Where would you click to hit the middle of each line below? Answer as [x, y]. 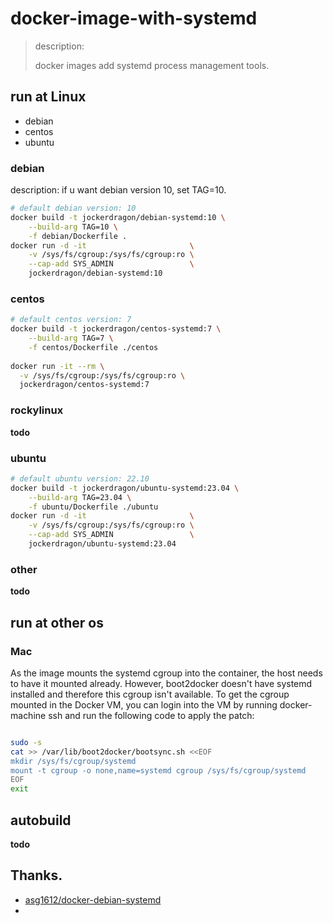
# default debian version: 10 [73, 208]
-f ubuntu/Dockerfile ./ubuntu [93, 507]
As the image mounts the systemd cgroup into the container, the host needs [166, 673]
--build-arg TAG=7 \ [71, 338]
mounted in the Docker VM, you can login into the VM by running [144, 704]
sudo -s [26, 742]
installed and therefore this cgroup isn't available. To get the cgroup [150, 694]
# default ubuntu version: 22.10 [80, 478]
